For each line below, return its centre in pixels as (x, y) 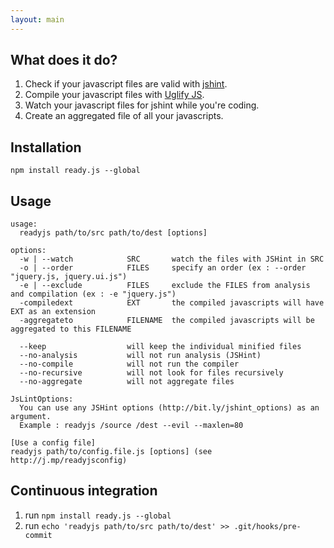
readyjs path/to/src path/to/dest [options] (113, 233)
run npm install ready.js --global (98, 515)
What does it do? (64, 60)
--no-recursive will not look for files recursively (151, 373)
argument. (31, 417)
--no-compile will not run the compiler (129, 364)
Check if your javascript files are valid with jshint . (126, 84)
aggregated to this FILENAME (71, 329)
